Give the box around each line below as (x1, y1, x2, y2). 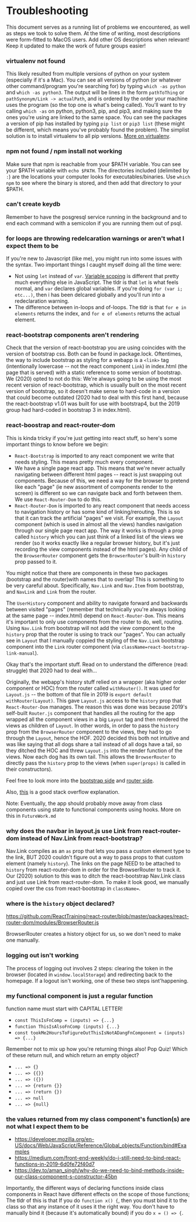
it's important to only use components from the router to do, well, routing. (6, 618, 183, 625)
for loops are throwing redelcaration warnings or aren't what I (6, 234, 184, 242)
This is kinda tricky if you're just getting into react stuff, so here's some (6, 434, 177, 441)
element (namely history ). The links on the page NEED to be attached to (6, 860, 181, 867)
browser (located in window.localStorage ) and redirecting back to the (6, 971, 173, 978)
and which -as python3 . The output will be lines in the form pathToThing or (6, 89, 184, 96)
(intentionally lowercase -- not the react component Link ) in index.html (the (6, 363, 188, 370)
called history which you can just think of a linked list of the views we (14, 533, 183, 540)
